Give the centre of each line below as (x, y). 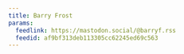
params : (21, 23)
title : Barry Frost (41, 15)
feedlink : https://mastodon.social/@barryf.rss (96, 30)
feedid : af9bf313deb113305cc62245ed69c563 (87, 38)
